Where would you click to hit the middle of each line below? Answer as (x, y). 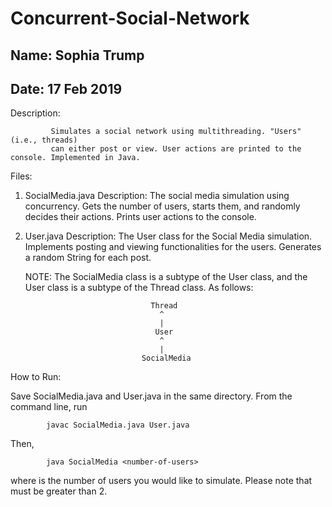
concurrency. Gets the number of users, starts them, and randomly (162, 206)
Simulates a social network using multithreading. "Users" (176, 132)
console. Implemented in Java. (75, 158)
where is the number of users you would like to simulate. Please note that (161, 481)
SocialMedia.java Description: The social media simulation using (157, 196)
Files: (21, 176)
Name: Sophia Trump (77, 55)
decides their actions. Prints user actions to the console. (140, 217)
